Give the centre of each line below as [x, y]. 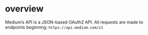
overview [24, 9]
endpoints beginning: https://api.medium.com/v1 [54, 27]
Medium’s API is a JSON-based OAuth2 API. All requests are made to [74, 22]
